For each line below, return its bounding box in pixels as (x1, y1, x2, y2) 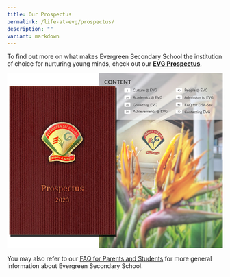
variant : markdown (7, 33, 60, 40)
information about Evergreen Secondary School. (7, 261, 144, 270)
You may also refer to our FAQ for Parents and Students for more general (7, 254, 212, 263)
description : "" (7, 25, 53, 32)
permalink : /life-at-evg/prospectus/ (7, 18, 115, 25)
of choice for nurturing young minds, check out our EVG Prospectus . (7, 60, 202, 68)
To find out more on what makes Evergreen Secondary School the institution (7, 52, 222, 61)
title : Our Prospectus (7, 11, 72, 18)
